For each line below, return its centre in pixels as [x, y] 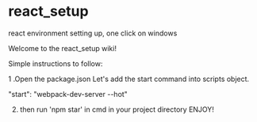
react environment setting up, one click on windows [93, 33]
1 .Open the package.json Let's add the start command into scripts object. [129, 79]
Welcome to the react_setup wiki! [63, 48]
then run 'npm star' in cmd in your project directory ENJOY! [117, 109]
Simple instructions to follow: [56, 63]
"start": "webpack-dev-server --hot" [68, 94]
